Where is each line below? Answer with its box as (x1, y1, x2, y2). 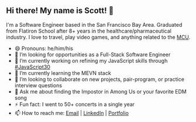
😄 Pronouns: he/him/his (14, 45, 73, 52)
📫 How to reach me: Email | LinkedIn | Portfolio (14, 109, 129, 116)
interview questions (14, 82, 63, 89)
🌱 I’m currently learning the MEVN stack (14, 69, 111, 76)
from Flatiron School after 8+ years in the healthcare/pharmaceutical (6, 27, 171, 34)
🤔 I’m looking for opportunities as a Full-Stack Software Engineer (14, 51, 171, 58)
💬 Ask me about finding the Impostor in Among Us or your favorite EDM (14, 88, 187, 95)
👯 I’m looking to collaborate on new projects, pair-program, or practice (14, 76, 184, 82)
